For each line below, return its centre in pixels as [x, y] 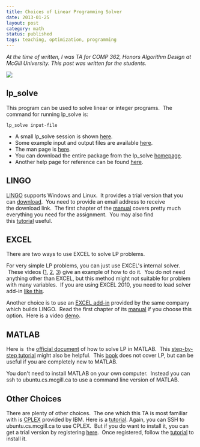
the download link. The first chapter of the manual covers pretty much [94, 208]
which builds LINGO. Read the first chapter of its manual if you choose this [99, 309]
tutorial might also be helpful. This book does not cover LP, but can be [106, 356]
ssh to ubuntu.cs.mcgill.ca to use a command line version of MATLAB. [93, 380]
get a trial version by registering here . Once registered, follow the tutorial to [100, 433]
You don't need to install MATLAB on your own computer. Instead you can [98, 374]
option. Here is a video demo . [44, 315]
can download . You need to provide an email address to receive [86, 201]
